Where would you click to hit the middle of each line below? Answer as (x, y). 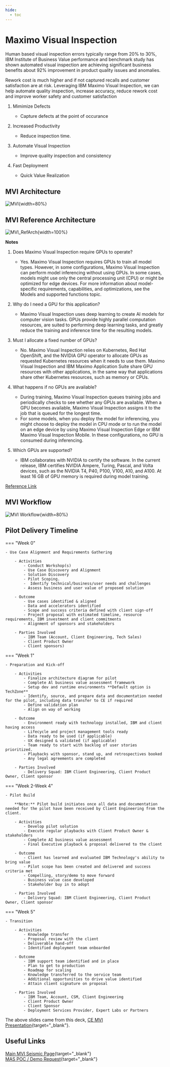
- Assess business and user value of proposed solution (84, 588)
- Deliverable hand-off (48, 943)
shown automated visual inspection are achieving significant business (78, 65)
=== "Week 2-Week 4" (29, 785)
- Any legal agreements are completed (64, 758)
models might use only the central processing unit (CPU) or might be (92, 278)
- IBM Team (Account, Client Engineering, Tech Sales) (83, 637)
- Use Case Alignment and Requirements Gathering (59, 552)
